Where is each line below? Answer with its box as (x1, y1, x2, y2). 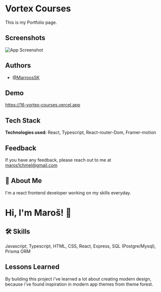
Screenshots (5, 34, 46, 42)
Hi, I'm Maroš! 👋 (5, 207, 72, 218)
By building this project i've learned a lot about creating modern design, (5, 276, 152, 282)
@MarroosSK (12, 74, 40, 80)
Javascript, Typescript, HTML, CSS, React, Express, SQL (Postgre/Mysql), (5, 243, 156, 249)
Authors (5, 61, 31, 70)
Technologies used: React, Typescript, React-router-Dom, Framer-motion (5, 129, 157, 135)
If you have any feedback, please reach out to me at (5, 157, 111, 163)
